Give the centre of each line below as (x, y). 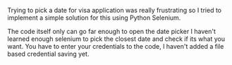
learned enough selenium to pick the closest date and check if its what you (116, 39)
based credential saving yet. (48, 54)
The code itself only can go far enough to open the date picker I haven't (112, 31)
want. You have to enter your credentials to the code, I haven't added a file (116, 46)
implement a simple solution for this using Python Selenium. (94, 18)
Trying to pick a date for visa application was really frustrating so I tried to (115, 10)
